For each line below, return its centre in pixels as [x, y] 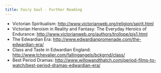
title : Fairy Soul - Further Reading [44, 10]
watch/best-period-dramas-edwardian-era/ [56, 65]
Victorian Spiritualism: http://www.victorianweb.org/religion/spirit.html [83, 24]
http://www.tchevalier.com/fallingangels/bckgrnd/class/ [68, 55]
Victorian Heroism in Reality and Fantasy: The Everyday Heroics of [79, 29]
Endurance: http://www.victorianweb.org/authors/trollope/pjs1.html [80, 34]
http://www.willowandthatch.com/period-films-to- [105, 60]
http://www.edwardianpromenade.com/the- [97, 39]
